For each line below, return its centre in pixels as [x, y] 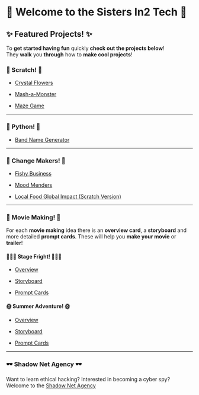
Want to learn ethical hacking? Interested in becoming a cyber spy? [88, 379]
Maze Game [29, 106]
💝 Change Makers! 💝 [36, 161]
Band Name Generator [42, 139]
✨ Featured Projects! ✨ [49, 34]
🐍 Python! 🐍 [23, 127]
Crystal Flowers [34, 83]
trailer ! [15, 243]
